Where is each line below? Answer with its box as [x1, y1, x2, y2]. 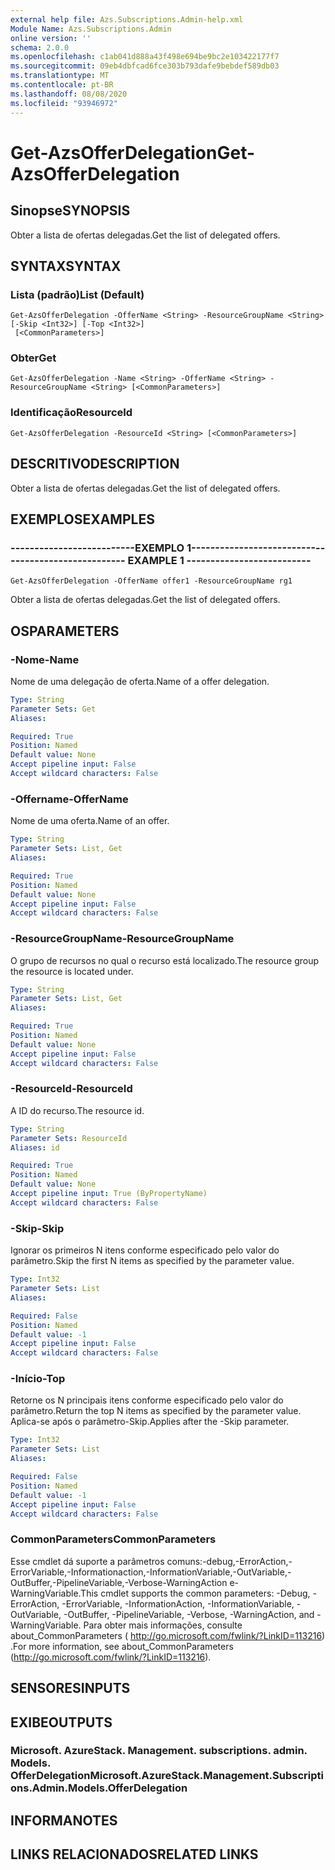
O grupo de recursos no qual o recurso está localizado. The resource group [10, 954, 320, 966]
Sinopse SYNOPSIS [10, 202, 131, 220]
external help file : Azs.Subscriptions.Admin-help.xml [10, 14, 244, 25]
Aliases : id [10, 1142, 60, 1153]
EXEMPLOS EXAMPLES [10, 511, 155, 528]
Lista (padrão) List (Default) [10, 287, 145, 301]
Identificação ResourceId [10, 406, 133, 420]
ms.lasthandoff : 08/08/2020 [10, 89, 128, 99]
